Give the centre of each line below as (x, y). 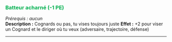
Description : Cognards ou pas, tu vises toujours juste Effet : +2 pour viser (84, 24)
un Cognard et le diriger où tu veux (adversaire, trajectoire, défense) (77, 29)
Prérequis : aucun (24, 19)
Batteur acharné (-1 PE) (35, 8)
